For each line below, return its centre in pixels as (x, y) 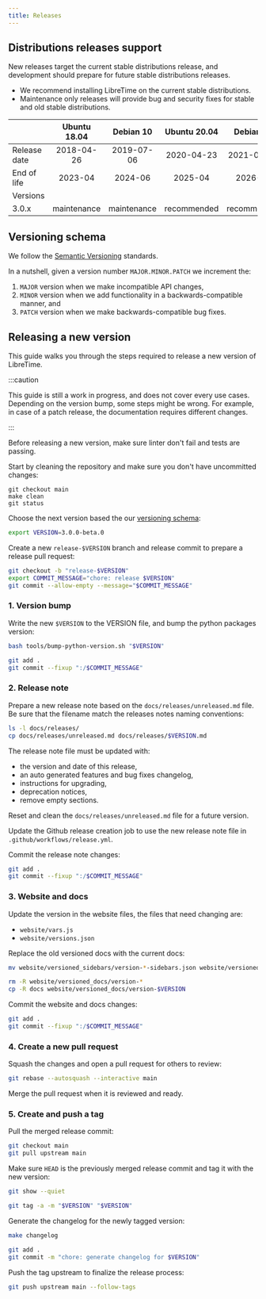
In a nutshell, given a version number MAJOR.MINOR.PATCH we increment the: (130, 271)
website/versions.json (57, 938)
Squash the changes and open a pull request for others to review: (115, 1064)
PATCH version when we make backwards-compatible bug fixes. (123, 312)
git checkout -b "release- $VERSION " (68, 571)
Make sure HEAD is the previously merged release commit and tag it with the (131, 1169)
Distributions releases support (85, 48)
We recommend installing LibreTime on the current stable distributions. (135, 90)
